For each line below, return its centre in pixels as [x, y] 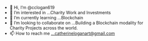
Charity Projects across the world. [44, 28]
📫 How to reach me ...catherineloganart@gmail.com [62, 33]
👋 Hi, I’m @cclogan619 [32, 7]
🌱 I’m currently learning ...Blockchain [46, 18]
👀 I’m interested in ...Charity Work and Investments [60, 13]
